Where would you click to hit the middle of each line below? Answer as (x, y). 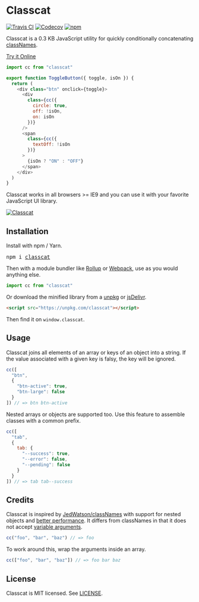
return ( (22, 83)
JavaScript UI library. (32, 201)
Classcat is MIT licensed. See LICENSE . (54, 593)
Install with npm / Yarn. (34, 246)
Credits (20, 500)
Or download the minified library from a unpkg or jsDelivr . (76, 297)
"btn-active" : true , (42, 386)
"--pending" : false (46, 465)
